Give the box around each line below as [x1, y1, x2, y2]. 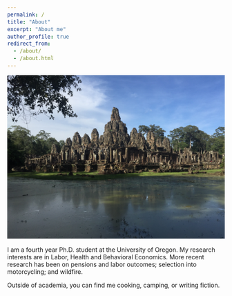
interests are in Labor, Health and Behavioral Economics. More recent [7, 252, 205, 261]
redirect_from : [7, 40, 51, 48]
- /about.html [13, 55, 54, 62]
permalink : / [7, 11, 45, 18]
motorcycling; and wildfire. [7, 267, 83, 276]
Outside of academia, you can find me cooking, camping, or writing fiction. [7, 281, 220, 289]
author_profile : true [7, 33, 70, 40]
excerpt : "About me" [7, 26, 67, 33]
